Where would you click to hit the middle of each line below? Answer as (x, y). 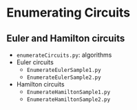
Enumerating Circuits (68, 13)
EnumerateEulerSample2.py (64, 77)
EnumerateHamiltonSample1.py (68, 92)
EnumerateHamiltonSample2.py (68, 100)
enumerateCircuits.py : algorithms (64, 55)
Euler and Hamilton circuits (66, 38)
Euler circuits (35, 62)
